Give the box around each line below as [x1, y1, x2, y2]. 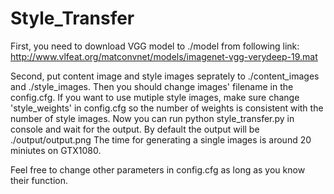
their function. [10, 174, 69, 186]
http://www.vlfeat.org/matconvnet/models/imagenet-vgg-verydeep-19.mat [10, 50, 318, 62]
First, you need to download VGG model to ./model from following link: [10, 40, 300, 52]
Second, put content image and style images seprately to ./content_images [10, 70, 320, 82]
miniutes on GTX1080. [10, 144, 102, 156]
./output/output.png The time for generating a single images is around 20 [10, 133, 312, 146]
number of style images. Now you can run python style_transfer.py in [10, 112, 295, 124]
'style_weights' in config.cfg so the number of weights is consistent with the [10, 102, 324, 114]
